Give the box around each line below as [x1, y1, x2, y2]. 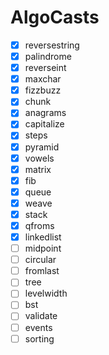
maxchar [24, 73, 62, 85]
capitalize [24, 118, 65, 130]
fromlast [24, 265, 60, 277]
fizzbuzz [24, 84, 62, 96]
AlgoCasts [10, 6, 100, 29]
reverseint [24, 62, 67, 74]
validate [24, 310, 58, 322]
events [24, 321, 53, 333]
